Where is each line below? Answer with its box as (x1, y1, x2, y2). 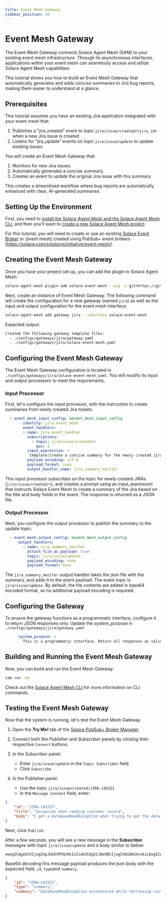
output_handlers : (18, 540, 54, 545)
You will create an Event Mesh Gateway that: (5, 153, 96, 159)
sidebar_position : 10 (5, 12, 50, 17)
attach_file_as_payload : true (27, 549, 90, 554)
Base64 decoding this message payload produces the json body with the (5, 860, 154, 866)
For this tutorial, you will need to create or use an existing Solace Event (5, 231, 150, 237)
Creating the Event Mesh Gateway (5, 256, 113, 264)
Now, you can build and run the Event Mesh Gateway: (5, 666, 115, 672)
